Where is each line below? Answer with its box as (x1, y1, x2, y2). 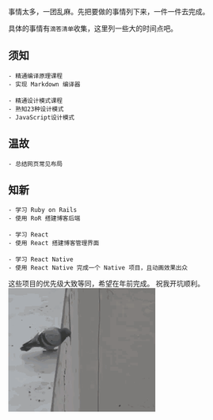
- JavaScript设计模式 (8, 113, 75, 121)
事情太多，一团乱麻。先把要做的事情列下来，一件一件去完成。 (8, 7, 210, 16)
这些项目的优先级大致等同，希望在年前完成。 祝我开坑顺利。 (8, 279, 204, 289)
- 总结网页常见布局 (8, 160, 63, 168)
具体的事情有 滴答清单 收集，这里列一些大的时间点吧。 (8, 24, 178, 33)
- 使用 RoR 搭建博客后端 (8, 214, 81, 223)
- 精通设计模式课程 (8, 96, 63, 104)
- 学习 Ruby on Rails (8, 206, 78, 214)
